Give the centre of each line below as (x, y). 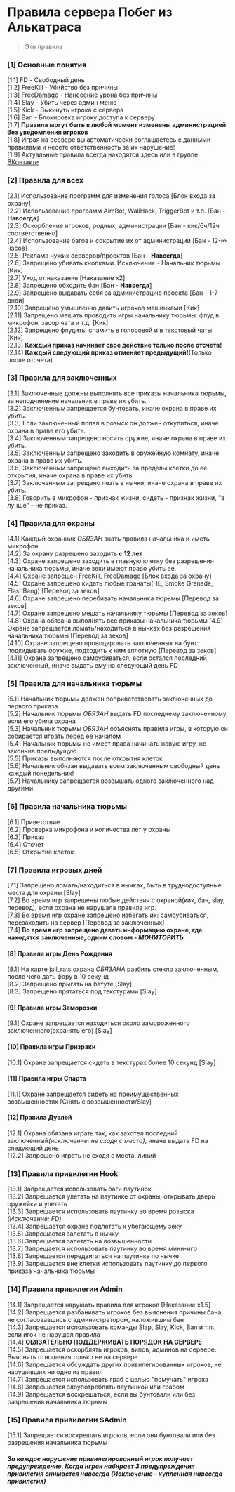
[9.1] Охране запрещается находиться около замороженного (99, 1023)
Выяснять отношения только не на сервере (73, 1356)
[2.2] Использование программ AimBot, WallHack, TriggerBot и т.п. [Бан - (116, 211)
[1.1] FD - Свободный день (46, 80)
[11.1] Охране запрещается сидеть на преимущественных (93, 1094)
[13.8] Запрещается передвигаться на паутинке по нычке (93, 1256)
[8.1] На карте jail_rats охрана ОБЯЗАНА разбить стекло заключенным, (113, 969)
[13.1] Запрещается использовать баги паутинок (80, 1189)
